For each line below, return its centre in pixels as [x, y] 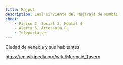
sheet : [12, 19]
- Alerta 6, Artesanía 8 [40, 28]
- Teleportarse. [32, 33]
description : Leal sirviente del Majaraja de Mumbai [62, 14]
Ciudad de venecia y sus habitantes [42, 47]
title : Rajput [20, 10]
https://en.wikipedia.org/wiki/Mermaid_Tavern [53, 57]
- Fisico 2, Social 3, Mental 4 [48, 24]
